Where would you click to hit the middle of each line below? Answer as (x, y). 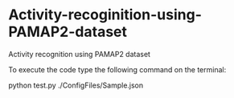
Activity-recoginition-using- (105, 15)
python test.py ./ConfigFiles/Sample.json (76, 85)
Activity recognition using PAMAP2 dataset (80, 54)
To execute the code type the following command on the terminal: (117, 69)
